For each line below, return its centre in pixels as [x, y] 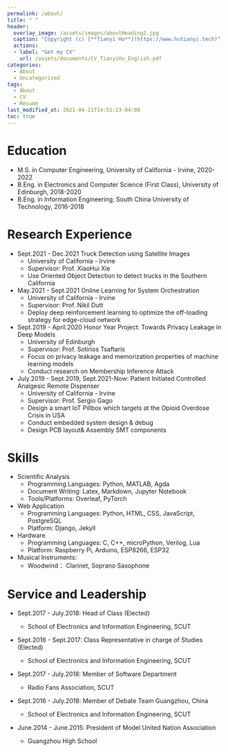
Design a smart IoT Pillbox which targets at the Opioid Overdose [118, 408]
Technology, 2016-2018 [50, 206]
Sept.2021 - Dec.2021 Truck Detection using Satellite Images [103, 254]
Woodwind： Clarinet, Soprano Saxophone [88, 566]
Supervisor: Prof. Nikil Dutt [65, 305]
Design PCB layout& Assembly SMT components [97, 430]
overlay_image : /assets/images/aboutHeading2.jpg [86, 33]
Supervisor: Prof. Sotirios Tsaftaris [76, 349]
